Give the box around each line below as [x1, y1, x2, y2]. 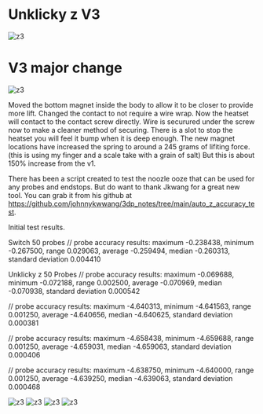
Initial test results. [8, 222, 65, 232]
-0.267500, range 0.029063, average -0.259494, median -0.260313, [8, 246, 230, 255]
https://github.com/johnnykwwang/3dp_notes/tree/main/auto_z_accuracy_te [8, 199, 255, 208]
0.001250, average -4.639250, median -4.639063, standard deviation [8, 373, 233, 383]
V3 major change [8, 59, 123, 77]
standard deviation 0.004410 [8, 254, 101, 264]
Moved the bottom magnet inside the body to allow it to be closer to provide [8, 100, 254, 109]
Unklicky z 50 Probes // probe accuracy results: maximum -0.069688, [8, 269, 235, 279]
